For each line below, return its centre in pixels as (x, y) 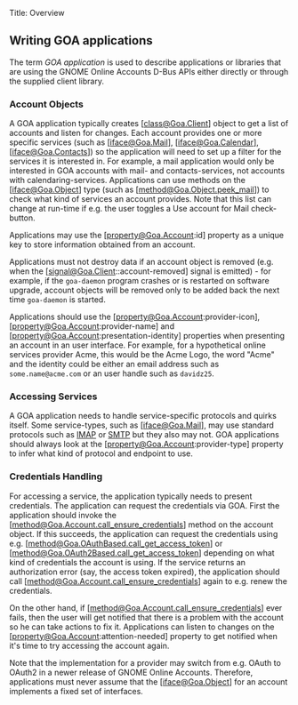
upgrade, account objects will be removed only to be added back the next (145, 290)
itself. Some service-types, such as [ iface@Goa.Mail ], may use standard (141, 425)
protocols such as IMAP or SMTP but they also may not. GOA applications (145, 435)
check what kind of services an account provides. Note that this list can (141, 199)
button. (22, 218)
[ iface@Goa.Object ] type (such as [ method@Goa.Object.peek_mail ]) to (139, 189)
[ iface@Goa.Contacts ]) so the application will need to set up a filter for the (145, 152)
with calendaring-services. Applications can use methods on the (128, 180)
